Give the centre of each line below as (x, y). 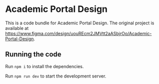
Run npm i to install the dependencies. (44, 66)
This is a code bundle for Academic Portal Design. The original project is (80, 23)
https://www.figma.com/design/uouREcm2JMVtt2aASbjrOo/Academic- (78, 33)
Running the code (33, 54)
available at (17, 28)
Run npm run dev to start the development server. (56, 76)
